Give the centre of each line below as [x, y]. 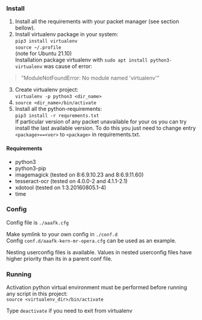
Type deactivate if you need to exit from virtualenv [69, 311]
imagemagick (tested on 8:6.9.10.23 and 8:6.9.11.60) [79, 174]
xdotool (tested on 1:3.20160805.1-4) [61, 187]
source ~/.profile [38, 48]
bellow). [25, 28]
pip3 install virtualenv [46, 41]
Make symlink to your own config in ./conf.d [62, 234]
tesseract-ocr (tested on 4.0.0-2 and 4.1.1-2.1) [71, 181]
